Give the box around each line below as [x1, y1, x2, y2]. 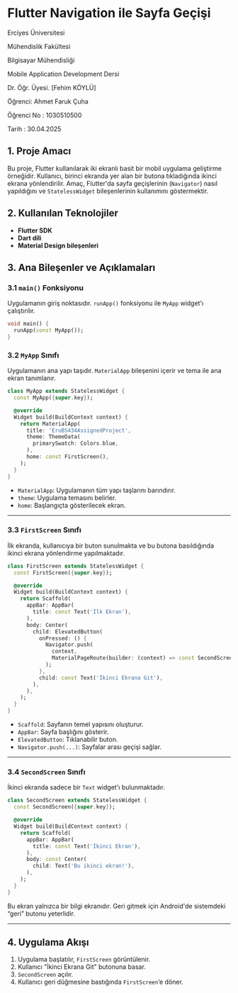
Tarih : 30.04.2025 [7, 124, 62, 133]
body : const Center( [25, 856, 87, 863]
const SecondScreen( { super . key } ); [13, 804, 115, 811]
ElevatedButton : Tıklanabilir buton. [17, 736, 118, 744]
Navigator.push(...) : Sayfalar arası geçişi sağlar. [17, 743, 161, 751]
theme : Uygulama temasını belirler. [17, 493, 117, 501]
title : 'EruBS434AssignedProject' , [25, 427, 132, 434]
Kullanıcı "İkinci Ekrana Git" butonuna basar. [17, 963, 147, 971]
